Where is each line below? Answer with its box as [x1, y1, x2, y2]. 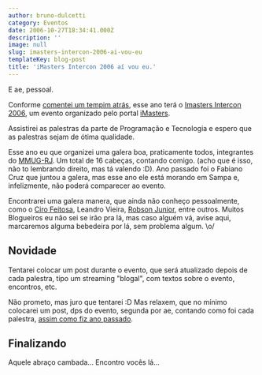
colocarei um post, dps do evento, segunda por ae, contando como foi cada [8, 306, 254, 315]
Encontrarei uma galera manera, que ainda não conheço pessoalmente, [8, 196, 240, 205]
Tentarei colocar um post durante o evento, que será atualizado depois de [8, 265, 248, 275]
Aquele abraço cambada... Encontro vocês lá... [8, 358, 160, 367]
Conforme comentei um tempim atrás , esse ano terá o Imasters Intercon [8, 99, 242, 109]
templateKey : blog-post [8, 56, 87, 64]
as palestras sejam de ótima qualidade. [8, 132, 135, 141]
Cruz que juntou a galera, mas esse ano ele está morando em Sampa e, [8, 172, 240, 182]
